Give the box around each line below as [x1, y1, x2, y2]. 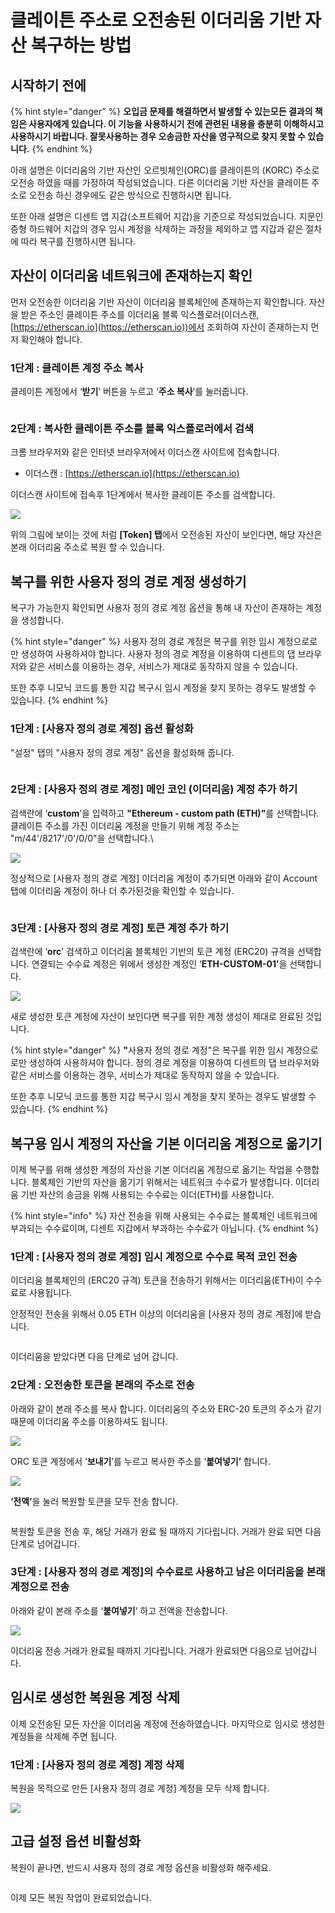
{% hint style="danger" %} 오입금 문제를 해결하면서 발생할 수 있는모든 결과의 [10, 106, 313, 117]
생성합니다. [20, 614, 65, 626]
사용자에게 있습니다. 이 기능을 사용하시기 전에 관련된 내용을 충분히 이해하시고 [28, 118, 325, 130]
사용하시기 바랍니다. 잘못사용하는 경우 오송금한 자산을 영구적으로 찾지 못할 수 [10, 131, 307, 142]
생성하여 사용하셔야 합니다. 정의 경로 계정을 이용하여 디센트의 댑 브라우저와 [28, 1057, 320, 1069]
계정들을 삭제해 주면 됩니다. [10, 1730, 118, 1742]
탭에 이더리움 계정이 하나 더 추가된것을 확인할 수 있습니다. [10, 884, 235, 896]
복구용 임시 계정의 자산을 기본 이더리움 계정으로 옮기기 [10, 1135, 323, 1152]
